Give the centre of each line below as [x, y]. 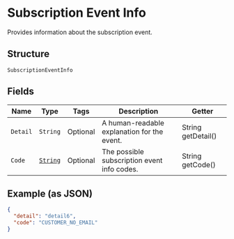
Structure [29, 54]
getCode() [199, 164]
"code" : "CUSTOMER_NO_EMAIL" [56, 223]
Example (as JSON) [50, 193]
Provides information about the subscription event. [80, 32]
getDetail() [200, 136]
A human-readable [133, 123]
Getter [203, 111]
